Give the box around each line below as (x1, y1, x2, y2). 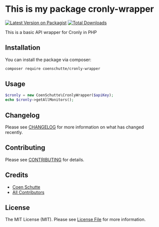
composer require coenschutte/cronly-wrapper (5, 66, 100, 71)
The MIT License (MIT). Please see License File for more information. (5, 217, 146, 223)
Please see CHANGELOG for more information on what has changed (5, 124, 144, 130)
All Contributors (12, 189, 44, 195)
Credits (5, 171, 29, 179)
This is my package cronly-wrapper (5, 3, 154, 15)
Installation (5, 43, 40, 52)
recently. (5, 130, 23, 135)
